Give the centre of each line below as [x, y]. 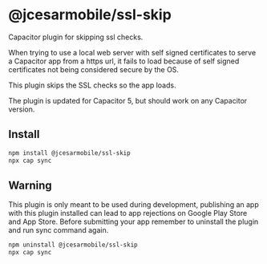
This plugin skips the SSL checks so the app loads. [92, 85]
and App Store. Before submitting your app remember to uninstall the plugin [133, 221]
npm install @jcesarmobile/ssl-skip [69, 153]
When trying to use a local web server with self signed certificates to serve [132, 52]
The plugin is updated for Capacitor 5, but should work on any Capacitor [128, 100]
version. [22, 109]
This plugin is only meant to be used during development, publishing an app [133, 205]
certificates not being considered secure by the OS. [93, 69]
